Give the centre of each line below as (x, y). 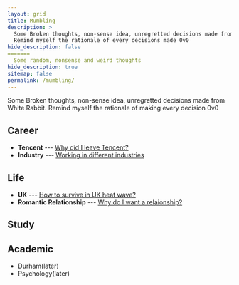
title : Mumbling (31, 21)
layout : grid (27, 14)
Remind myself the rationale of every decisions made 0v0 (102, 41)
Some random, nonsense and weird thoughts (78, 61)
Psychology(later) (43, 274)
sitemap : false (30, 73)
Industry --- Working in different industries (81, 155)
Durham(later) (38, 266)
